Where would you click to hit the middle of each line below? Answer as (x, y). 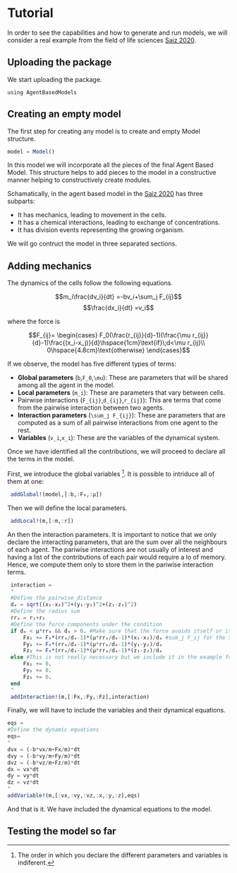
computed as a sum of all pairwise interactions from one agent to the (118, 423)
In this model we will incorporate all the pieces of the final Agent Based (110, 165)
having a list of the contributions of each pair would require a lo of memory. (117, 557)
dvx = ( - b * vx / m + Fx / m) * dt (44, 749)
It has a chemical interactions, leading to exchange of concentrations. (119, 222)
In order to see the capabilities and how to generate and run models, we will (117, 33)
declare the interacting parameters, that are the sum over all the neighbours (117, 542)
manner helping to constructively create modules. (79, 180)
